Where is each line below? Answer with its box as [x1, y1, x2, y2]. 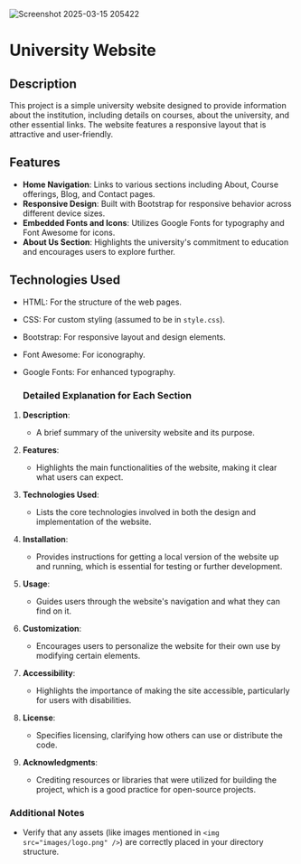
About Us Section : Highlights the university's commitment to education [22, 236, 289, 248]
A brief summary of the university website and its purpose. [35, 427, 256, 437]
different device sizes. [22, 208, 106, 219]
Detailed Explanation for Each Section [22, 389, 193, 401]
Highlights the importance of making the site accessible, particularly [35, 685, 291, 696]
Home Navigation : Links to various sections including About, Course [22, 179, 278, 190]
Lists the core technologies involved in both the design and [35, 506, 256, 517]
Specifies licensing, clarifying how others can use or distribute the [35, 729, 283, 740]
